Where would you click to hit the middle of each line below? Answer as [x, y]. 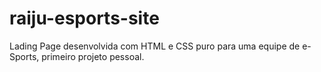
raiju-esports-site [84, 18]
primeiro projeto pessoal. [93, 56]
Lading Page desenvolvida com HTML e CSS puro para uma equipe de [155, 46]
